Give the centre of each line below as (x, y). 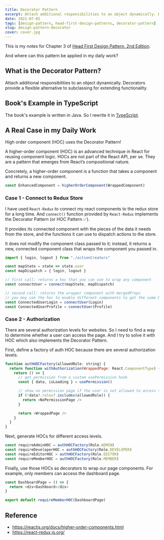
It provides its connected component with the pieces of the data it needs (78, 229)
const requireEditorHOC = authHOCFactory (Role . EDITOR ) (62, 454)
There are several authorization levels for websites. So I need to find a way (80, 330)
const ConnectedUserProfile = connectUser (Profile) (59, 307)
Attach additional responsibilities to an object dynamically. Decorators (75, 83)
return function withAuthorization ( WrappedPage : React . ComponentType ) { (85, 368)
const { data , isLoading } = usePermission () (65, 382)
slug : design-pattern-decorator (38, 28)
